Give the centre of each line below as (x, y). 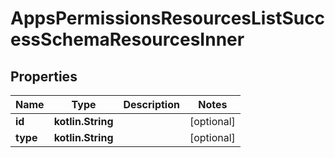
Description (151, 104)
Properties (44, 76)
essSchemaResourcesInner (127, 39)
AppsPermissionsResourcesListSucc (168, 18)
